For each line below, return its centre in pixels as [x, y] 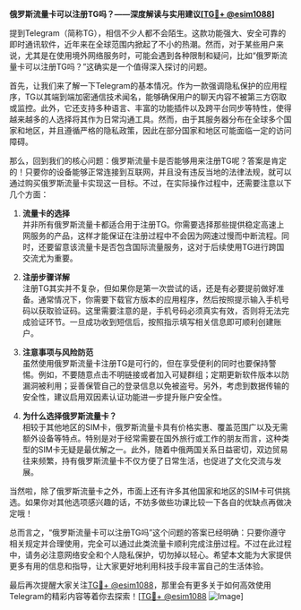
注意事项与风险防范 [58, 352]
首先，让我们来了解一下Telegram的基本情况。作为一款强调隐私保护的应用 [144, 86]
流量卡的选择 [46, 213]
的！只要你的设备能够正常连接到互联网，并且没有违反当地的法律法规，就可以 [150, 172]
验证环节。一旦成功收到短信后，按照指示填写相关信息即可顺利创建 [152, 322]
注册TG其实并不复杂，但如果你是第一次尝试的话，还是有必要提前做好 [149, 288]
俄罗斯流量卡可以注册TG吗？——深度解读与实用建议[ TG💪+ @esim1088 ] [142, 14]
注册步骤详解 [46, 277]
